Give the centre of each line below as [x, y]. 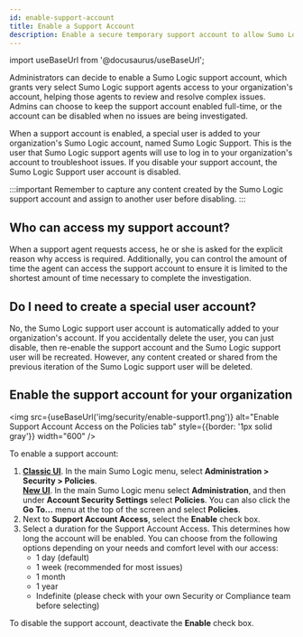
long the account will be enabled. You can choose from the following [150, 538]
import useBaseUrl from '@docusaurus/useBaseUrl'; [107, 61]
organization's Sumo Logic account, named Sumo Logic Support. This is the [151, 143]
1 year [47, 586]
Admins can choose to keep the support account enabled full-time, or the [146, 107]
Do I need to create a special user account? [133, 307]
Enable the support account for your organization [151, 395]
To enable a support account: [64, 454]
